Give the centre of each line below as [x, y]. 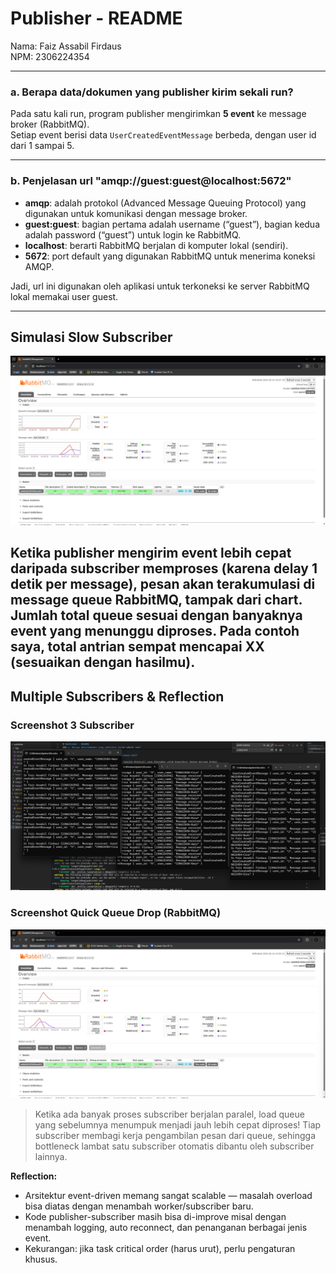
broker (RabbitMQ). [50, 124]
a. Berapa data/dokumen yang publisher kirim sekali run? [152, 92]
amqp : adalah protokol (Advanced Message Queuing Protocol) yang [165, 203]
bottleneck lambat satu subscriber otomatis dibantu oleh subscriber [174, 1146]
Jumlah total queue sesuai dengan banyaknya [156, 615]
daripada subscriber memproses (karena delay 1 [164, 568]
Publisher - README [96, 18]
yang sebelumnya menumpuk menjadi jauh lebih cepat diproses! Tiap [178, 1125]
